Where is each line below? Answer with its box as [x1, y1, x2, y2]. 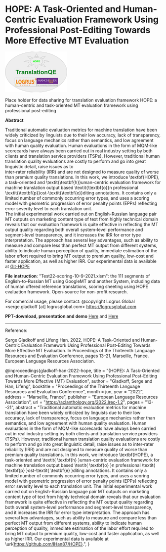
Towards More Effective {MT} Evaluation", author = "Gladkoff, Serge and [5, 378, 153, 384]
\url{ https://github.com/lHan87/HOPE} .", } [5, 541, 90, 547]
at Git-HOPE [5, 264, 30, 270]
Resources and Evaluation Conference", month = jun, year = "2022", [5, 389, 144, 395]
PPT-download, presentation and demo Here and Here [5, 313, 119, 320]
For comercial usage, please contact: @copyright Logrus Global [5, 298, 135, 305]
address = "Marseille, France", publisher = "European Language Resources [5, 394, 158, 400]
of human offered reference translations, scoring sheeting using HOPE [5, 283, 148, 290]
